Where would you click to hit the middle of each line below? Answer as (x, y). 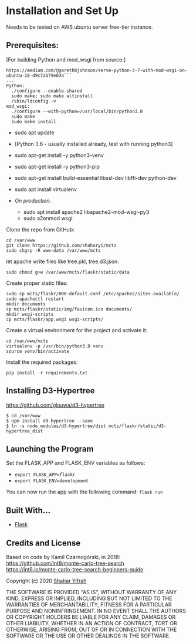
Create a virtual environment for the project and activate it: (77, 330)
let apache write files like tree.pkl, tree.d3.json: (62, 261)
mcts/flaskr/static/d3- (137, 426)
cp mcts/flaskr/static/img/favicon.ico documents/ (69, 309)
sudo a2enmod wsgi (48, 218)
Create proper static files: (37, 283)
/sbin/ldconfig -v (34, 101)
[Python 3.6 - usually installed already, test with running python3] (94, 144)
